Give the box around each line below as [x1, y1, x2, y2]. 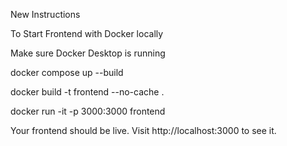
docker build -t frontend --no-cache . [10, 86, 165, 98]
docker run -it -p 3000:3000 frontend [10, 105, 166, 117]
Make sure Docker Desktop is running [10, 47, 166, 59]
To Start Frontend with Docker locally [10, 28, 164, 39]
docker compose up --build [10, 67, 124, 78]
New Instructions [10, 9, 81, 20]
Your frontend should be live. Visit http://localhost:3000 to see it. [10, 125, 277, 136]
